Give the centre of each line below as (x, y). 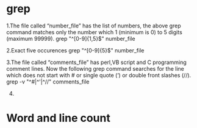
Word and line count (59, 118)
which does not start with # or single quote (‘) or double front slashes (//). (99, 75)
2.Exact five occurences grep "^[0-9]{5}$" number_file (75, 50)
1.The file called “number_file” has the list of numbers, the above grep (94, 26)
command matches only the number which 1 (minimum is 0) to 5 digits (95, 32)
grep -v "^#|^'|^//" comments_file (48, 82)
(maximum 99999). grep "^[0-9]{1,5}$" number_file (71, 38)
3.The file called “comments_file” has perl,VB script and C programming (97, 62)
